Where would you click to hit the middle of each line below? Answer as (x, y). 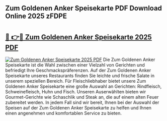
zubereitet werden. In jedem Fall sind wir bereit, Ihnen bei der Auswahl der (82, 102)
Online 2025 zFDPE (36, 16)
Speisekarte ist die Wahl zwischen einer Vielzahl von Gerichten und (75, 65)
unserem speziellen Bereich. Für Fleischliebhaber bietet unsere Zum (76, 81)
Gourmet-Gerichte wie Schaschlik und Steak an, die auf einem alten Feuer (82, 97)
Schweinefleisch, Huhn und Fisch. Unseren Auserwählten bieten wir (76, 92)
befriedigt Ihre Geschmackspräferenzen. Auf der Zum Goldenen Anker (78, 70)
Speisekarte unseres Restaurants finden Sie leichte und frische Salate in (80, 76)
